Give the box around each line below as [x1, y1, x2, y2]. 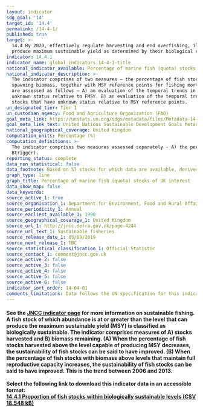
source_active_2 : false [6, 257, 66, 263]
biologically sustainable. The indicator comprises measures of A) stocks [6, 328, 192, 336]
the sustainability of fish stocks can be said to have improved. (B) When [6, 348, 190, 355]
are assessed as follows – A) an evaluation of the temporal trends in [11, 88, 196, 94]
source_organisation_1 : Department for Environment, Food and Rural [6, 201, 182, 207]
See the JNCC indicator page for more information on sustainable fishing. [6, 309, 195, 316]
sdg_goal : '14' [6, 15, 45, 21]
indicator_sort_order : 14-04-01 [6, 285, 88, 291]
